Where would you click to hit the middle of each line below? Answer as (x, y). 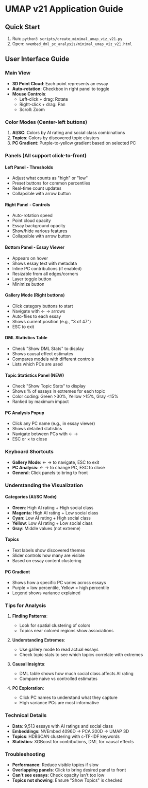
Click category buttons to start (42, 306)
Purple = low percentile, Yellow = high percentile (60, 588)
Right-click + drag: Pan (42, 104)
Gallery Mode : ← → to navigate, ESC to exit (56, 462)
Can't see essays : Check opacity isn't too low (58, 775)
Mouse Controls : (29, 94)
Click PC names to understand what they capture (68, 697)
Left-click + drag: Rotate (44, 99)
